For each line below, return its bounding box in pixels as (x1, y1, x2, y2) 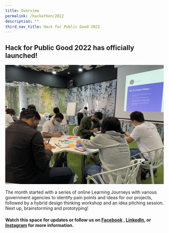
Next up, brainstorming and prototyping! (5, 205, 89, 211)
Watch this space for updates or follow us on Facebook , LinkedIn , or (5, 217, 151, 223)
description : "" (5, 19, 39, 24)
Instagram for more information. (5, 222, 74, 228)
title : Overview (5, 8, 39, 13)
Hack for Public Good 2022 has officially (5, 43, 134, 52)
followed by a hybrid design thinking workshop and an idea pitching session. (5, 200, 164, 206)
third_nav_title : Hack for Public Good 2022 (5, 24, 100, 29)
